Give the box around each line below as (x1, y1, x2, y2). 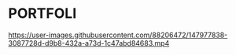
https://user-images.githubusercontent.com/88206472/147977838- (8, 30, 228, 40)
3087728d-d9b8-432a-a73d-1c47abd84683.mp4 (8, 38, 170, 47)
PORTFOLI (8, 5, 77, 22)
